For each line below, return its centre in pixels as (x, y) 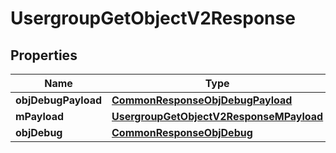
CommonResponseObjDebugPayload (202, 100)
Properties (44, 55)
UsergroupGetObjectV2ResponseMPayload (217, 116)
